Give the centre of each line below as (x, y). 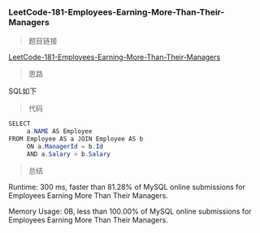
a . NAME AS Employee (59, 132)
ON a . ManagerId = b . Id (65, 146)
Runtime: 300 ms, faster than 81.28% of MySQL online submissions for (127, 187)
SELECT (19, 124)
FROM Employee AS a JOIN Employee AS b (76, 139)
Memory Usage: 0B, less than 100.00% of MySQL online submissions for (130, 211)
